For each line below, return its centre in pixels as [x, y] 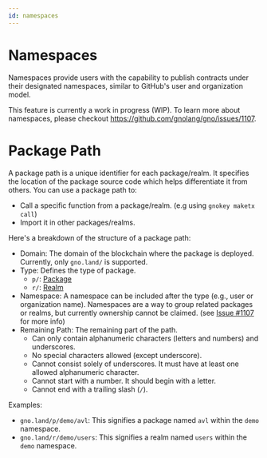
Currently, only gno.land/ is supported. [84, 261]
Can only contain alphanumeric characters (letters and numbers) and [145, 338]
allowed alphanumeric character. [85, 372]
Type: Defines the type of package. [78, 270]
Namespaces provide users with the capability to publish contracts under [129, 78]
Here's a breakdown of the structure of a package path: [100, 237]
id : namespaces [33, 16]
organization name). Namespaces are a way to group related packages [136, 304]
